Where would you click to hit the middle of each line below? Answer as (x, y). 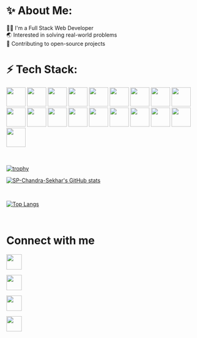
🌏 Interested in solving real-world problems (62, 35)
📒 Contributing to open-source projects (56, 43)
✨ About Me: (39, 11)
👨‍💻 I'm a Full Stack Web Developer (50, 28)
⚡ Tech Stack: (42, 69)
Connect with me (50, 241)
